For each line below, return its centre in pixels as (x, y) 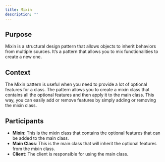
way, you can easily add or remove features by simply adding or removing (81, 100)
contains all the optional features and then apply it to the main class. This (80, 95)
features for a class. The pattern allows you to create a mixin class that (77, 90)
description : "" (22, 14)
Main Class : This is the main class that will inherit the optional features (84, 143)
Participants (24, 121)
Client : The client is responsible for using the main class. (70, 154)
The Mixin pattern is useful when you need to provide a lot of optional (76, 84)
